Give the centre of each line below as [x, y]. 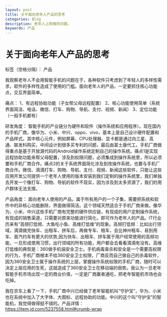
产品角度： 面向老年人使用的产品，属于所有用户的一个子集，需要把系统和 [80, 199]
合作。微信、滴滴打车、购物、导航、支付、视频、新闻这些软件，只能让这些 [85, 170]
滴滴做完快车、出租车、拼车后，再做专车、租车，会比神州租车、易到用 [85, 231]
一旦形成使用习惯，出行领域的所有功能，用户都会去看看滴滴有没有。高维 [88, 243]
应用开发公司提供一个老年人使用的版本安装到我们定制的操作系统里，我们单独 [83, 176]
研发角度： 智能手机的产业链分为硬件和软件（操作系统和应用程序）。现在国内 [83, 126]
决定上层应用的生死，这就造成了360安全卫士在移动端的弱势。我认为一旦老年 [83, 268]
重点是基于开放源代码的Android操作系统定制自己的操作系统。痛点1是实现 [83, 151]
